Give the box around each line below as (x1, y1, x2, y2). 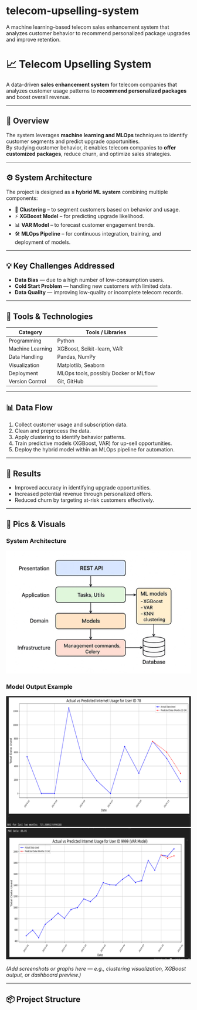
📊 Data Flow (6, 403, 53, 413)
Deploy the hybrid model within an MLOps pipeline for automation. (14, 446, 175, 453)
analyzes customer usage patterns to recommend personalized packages (6, 87, 187, 94)
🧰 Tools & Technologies (6, 311, 93, 321)
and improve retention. (6, 36, 61, 43)
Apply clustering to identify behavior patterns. (14, 434, 126, 441)
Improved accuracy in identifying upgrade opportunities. (14, 484, 151, 491)
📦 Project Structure (6, 994, 81, 1004)
